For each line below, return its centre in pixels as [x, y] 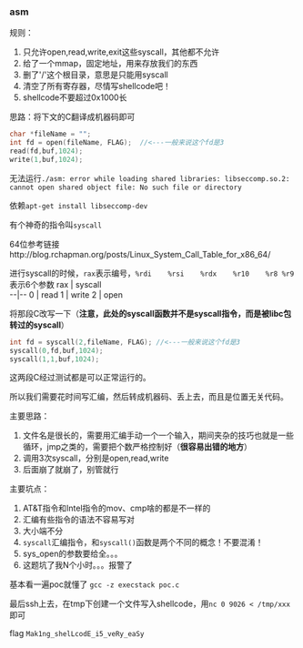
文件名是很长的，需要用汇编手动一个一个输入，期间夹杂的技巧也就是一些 [158, 435]
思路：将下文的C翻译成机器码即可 [72, 117]
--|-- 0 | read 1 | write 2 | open [66, 294]
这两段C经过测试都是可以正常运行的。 [81, 378]
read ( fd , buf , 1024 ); [46, 151]
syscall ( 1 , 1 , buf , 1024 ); [55, 359]
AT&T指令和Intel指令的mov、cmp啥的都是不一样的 [116, 508]
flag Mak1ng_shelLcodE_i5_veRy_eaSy [77, 633]
